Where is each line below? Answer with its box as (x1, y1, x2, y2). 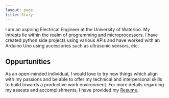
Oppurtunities (5, 57, 51, 66)
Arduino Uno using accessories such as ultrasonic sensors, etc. (5, 42, 139, 48)
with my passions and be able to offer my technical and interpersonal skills (5, 76, 162, 82)
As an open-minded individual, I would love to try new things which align (5, 71, 158, 77)
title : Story (5, 12, 33, 17)
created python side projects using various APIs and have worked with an (5, 37, 160, 43)
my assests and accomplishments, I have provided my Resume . (5, 87, 139, 93)
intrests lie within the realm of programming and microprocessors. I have (5, 32, 158, 38)
